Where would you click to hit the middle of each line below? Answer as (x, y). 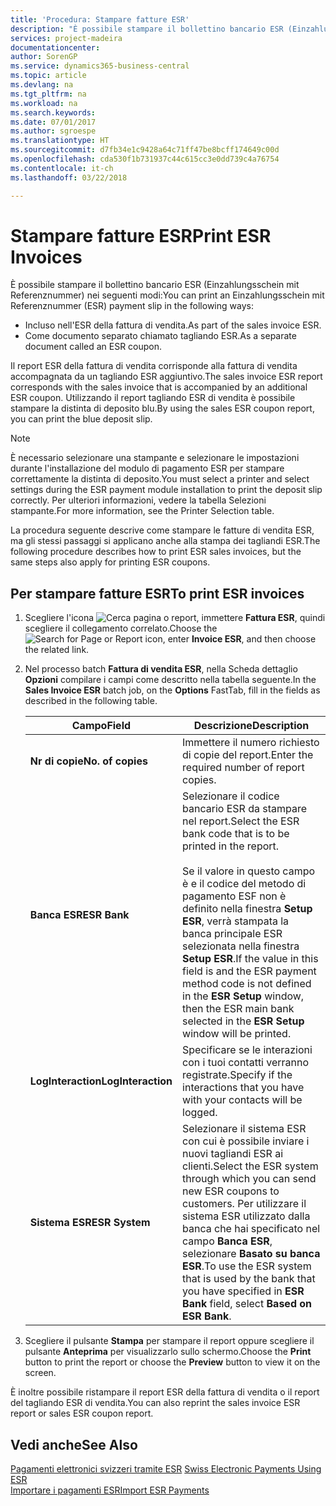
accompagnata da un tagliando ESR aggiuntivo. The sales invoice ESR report (166, 377)
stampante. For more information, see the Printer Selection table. (142, 511)
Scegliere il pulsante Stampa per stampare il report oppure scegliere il (169, 1341)
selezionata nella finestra (241, 946)
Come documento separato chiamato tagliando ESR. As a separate (160, 336)
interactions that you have (243, 1088)
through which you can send (249, 1179)
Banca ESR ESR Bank (79, 915)
